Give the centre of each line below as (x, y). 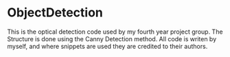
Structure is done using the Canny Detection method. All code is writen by (112, 38)
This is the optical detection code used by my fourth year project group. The (115, 32)
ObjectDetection (55, 13)
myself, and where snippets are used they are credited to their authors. (107, 46)
